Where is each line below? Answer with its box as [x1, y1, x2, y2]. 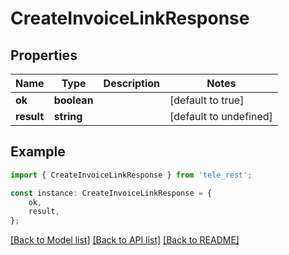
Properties [10, 47, 78, 64]
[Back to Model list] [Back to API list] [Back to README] [10, 234, 240, 246]
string [53, 110, 83, 123]
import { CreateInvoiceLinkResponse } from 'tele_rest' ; [10, 170, 253, 180]
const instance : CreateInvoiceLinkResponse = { [10, 188, 213, 198]
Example [10, 143, 66, 161]
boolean [53, 93, 94, 107]
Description [103, 77, 161, 90]
